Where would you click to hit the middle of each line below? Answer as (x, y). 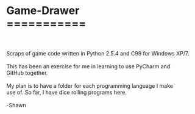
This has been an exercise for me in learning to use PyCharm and (88, 66)
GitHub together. (27, 73)
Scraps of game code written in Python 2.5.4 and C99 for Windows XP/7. (98, 53)
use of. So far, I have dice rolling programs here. (66, 92)
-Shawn (16, 105)
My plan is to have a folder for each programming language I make (90, 85)
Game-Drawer (43, 11)
